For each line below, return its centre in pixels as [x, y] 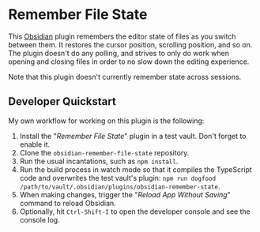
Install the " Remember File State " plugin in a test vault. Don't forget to [133, 136]
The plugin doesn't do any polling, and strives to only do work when [119, 53]
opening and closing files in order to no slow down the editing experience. [129, 62]
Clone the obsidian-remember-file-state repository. [104, 152]
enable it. [35, 144]
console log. [40, 219]
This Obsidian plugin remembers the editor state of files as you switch [122, 36]
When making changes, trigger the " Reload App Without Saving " [125, 194]
